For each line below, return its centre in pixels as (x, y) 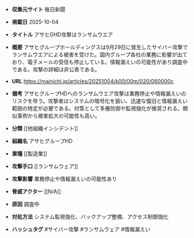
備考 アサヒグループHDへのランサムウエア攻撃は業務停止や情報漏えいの (99, 93)
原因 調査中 (25, 204)
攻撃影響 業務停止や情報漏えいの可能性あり (64, 179)
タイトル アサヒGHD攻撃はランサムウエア (62, 34)
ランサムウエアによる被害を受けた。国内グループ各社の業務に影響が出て (100, 55)
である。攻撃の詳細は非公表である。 (56, 69)
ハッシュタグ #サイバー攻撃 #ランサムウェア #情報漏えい (81, 229)
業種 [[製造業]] (29, 153)
